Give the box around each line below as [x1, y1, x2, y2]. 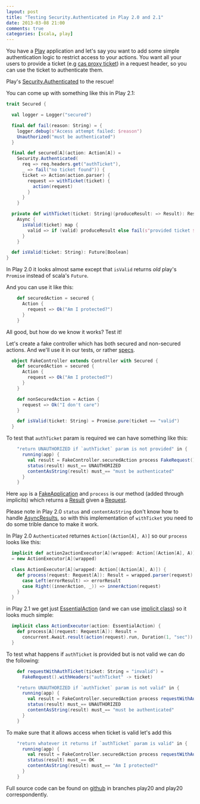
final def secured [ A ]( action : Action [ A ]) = [11, 150, 121, 156]
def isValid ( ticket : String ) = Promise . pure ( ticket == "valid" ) [17, 418, 180, 424]
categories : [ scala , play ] [6, 31, 73, 37]
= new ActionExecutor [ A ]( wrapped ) [11, 556, 97, 562]
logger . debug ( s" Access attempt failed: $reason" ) [17, 128, 143, 134]
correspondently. [6, 791, 49, 798]
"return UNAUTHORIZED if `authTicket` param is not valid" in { [17, 685, 180, 691]
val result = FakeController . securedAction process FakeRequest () [27, 457, 196, 463]
